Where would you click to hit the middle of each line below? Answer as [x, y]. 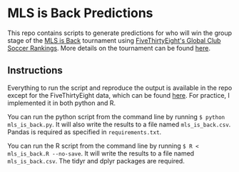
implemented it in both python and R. [62, 103]
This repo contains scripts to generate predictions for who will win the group [120, 33]
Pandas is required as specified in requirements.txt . [85, 132]
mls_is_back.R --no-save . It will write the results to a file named [101, 153]
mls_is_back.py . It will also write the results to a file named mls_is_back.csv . [119, 124]
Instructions [35, 70]
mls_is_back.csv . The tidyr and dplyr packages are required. [96, 161]
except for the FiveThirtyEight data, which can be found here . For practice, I [119, 95]
